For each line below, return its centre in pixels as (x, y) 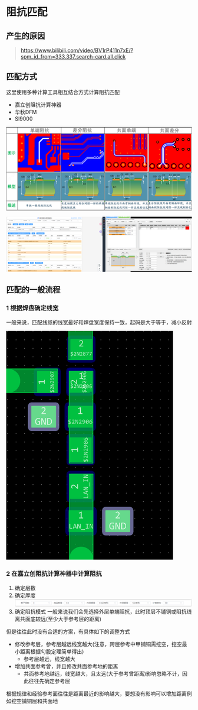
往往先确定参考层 (49, 681)
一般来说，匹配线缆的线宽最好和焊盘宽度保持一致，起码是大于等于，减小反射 (99, 322)
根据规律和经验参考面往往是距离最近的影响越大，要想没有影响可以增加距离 (96, 694)
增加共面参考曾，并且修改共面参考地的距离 (66, 666)
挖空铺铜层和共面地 (34, 701)
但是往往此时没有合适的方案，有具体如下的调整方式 (68, 632)
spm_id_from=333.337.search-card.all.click (73, 56)
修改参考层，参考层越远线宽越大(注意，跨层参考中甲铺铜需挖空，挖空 (98, 644)
